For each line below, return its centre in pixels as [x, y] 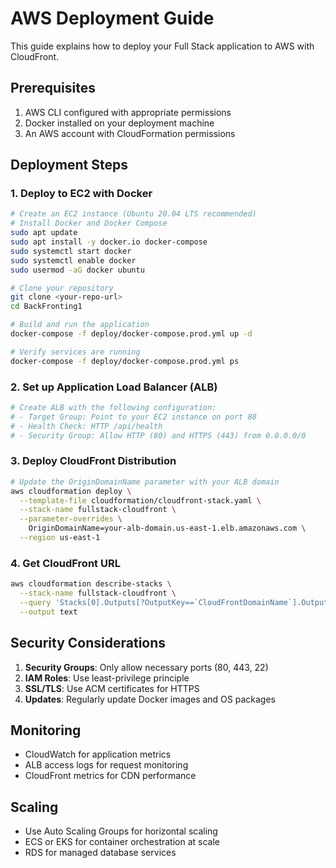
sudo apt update [44, 233]
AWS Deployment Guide [112, 18]
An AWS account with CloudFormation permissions [130, 133]
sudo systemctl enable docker [73, 260]
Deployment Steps [69, 165]
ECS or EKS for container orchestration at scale [122, 842]
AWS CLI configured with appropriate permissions [128, 112]
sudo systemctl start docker [71, 251]
